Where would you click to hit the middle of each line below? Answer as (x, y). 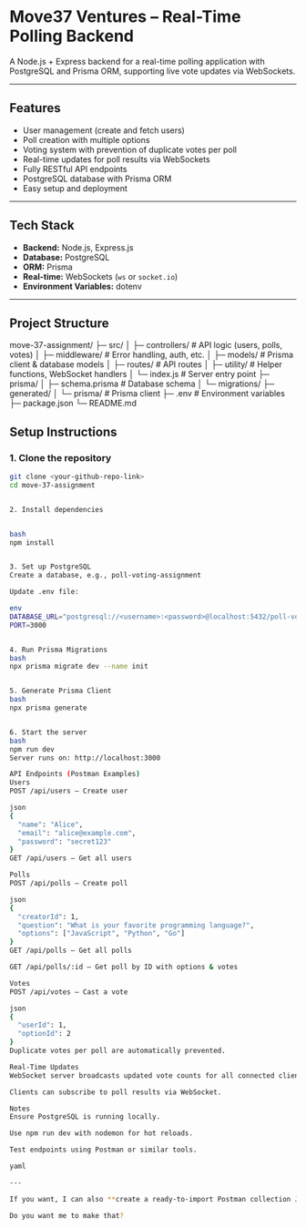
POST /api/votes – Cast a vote (69, 992)
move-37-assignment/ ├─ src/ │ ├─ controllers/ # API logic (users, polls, (146, 345)
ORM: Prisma (47, 267)
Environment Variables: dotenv (82, 286)
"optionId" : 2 (44, 1034)
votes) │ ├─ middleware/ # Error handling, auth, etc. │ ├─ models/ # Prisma (152, 355)
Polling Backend (72, 36)
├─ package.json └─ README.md (73, 404)
